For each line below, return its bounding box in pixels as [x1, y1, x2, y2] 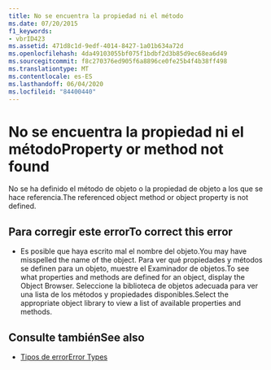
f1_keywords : [8, 27, 53, 35]
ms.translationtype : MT [8, 65, 90, 73]
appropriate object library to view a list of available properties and [20, 298, 242, 308]
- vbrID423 [8, 34, 46, 43]
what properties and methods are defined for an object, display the [20, 272, 246, 282]
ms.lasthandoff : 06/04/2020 [8, 80, 104, 88]
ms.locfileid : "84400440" [8, 87, 96, 96]
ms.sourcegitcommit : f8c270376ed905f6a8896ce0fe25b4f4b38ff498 [8, 58, 228, 66]
